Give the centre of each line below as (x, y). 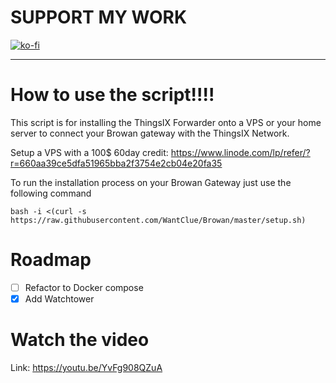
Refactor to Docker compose (84, 287)
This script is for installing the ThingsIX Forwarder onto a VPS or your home (166, 122)
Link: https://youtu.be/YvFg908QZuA (86, 367)
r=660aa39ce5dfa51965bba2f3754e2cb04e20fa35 (116, 163)
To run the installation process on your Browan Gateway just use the (151, 182)
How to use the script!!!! (112, 95)
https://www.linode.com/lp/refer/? (240, 152)
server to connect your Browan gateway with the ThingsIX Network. (150, 133)
